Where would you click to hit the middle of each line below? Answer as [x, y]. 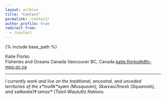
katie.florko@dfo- [134, 62]
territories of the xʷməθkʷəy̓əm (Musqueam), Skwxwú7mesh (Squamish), [80, 86]
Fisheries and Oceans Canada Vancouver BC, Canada [60, 62]
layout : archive [22, 10]
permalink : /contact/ [27, 19]
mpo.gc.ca [16, 67]
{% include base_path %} [31, 47]
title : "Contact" [23, 14]
